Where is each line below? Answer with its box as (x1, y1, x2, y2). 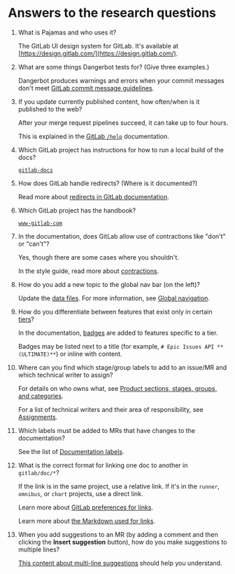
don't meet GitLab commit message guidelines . (17, 84, 155, 92)
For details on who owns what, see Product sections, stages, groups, (17, 384, 218, 392)
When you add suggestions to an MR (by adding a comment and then (17, 530, 219, 538)
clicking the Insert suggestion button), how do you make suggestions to (17, 538, 227, 546)
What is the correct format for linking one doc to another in (17, 461, 188, 469)
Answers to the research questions (8, 5, 216, 21)
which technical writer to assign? (17, 371, 113, 379)
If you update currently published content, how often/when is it (17, 97, 200, 106)
